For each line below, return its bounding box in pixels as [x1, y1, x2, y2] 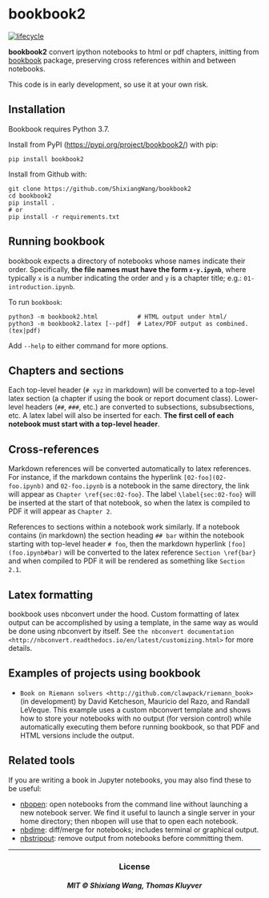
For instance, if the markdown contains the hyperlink [8, 473, 183, 482]
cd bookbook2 [8, 192, 52, 200]
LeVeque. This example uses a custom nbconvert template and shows [19, 705, 251, 714]
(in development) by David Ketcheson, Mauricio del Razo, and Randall [19, 696, 250, 706]
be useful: [8, 783, 42, 793]
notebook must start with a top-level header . [8, 419, 160, 429]
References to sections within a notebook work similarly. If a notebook [8, 522, 240, 532]
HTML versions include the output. [19, 730, 134, 740]
